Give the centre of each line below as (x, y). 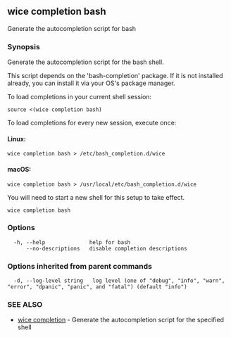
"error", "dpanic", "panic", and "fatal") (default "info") (98, 287)
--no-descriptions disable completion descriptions (107, 248)
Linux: (17, 139)
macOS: (19, 169)
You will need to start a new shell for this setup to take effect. (96, 197)
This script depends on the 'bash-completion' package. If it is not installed (115, 76)
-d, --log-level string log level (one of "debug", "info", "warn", (119, 281)
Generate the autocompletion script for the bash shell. (86, 62)
